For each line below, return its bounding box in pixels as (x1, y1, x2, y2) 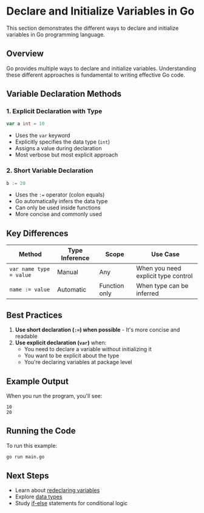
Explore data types (15, 493, 63, 500)
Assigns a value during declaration (15, 145, 102, 152)
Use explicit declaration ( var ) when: (15, 339, 107, 346)
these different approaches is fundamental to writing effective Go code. (6, 71, 185, 79)
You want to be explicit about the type (24, 352, 120, 360)
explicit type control (136, 272, 193, 281)
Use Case (151, 250, 180, 259)
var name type (9, 266, 50, 273)
